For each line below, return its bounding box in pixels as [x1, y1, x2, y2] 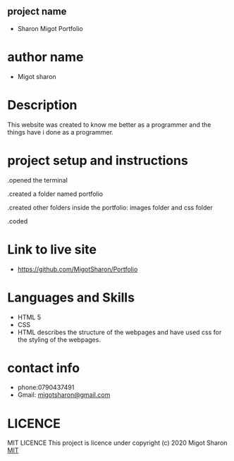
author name [7, 49, 84, 65]
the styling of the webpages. [17, 335, 101, 344]
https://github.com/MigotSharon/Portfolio [17, 264, 138, 273]
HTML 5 [17, 313, 42, 321]
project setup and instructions [7, 152, 188, 168]
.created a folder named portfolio [7, 190, 104, 198]
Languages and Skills [7, 289, 135, 305]
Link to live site [7, 241, 97, 257]
